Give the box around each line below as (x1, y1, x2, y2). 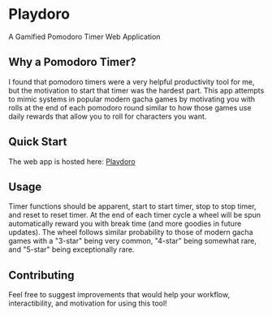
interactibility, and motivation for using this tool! (8, 298, 168, 309)
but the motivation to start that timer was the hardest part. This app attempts (8, 85, 265, 95)
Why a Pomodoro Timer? (8, 55, 136, 69)
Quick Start (8, 135, 67, 149)
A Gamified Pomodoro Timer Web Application (8, 32, 161, 41)
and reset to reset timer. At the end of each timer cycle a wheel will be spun (8, 210, 261, 220)
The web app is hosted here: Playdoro (8, 156, 136, 167)
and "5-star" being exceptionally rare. (8, 245, 135, 254)
